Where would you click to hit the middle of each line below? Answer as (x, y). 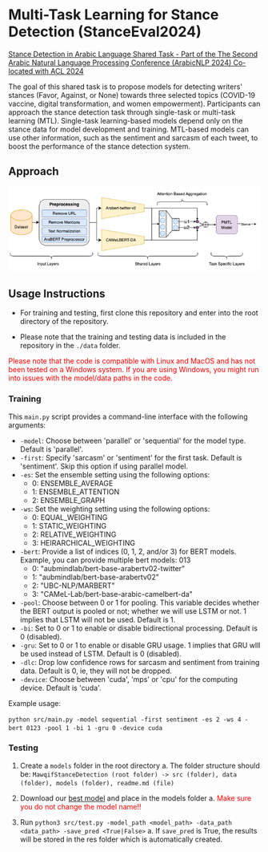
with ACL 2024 (59, 71)
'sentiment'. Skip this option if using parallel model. (104, 466)
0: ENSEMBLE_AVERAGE (72, 483)
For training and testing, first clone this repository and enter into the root (139, 313)
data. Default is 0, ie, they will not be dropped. (96, 671)
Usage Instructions (57, 293)
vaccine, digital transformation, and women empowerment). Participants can (134, 103)
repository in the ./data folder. (70, 346)
